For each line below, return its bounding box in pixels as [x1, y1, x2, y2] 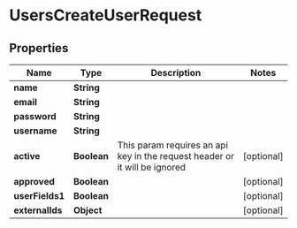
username [13, 125, 57, 137]
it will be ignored [117, 161, 187, 173]
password [13, 110, 57, 122]
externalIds [13, 204, 63, 217]
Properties [9, 41, 69, 56]
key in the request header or [117, 150, 234, 162]
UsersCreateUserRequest [9, 5, 202, 26]
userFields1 [13, 190, 65, 201]
